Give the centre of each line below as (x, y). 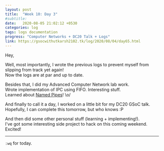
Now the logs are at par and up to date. (44, 75)
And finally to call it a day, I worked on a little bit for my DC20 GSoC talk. (78, 104)
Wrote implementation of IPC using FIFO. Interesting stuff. (63, 89)
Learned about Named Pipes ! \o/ (38, 94)
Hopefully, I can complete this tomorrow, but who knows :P (64, 109)
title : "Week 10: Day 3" (31, 14)
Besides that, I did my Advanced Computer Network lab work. (67, 84)
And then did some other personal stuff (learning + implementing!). (72, 119)
